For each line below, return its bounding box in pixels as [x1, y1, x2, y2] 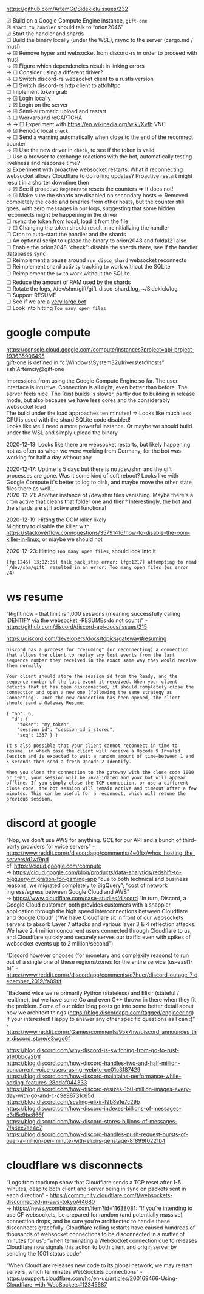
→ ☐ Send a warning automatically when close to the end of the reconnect [6, 133, 193, 141]
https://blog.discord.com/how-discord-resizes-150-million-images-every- [6, 1085, 191, 1092]
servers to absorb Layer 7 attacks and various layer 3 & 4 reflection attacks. [6, 920, 196, 928]
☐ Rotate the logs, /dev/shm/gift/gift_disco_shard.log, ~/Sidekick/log [6, 285, 178, 292]
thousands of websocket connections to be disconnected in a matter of [6, 1230, 185, 1237]
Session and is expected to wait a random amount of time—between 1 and [6, 753, 194, 759]
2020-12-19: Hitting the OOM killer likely [6, 516, 107, 523]
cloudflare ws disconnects [6, 1159, 143, 1172]
